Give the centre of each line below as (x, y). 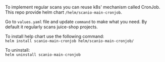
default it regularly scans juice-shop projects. (52, 27)
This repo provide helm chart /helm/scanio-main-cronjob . (64, 12)
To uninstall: (18, 50)
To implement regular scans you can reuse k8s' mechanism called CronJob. (83, 7)
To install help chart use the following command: (55, 36)
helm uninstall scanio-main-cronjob (43, 55)
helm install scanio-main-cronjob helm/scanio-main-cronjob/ (70, 41)
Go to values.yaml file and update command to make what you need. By (76, 22)
